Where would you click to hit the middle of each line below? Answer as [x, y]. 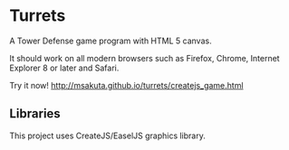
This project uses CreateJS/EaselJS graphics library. [107, 136]
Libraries [35, 114]
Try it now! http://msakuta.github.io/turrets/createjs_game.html [126, 85]
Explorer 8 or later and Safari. [64, 68]
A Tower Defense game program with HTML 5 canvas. [111, 41]
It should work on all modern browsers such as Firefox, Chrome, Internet [144, 58]
